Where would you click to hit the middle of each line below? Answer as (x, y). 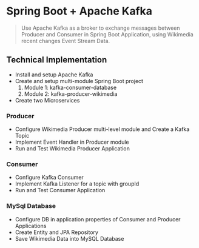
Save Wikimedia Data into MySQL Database (69, 238)
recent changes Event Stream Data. (66, 41)
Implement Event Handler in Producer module (72, 142)
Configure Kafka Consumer (49, 178)
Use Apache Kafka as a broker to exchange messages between (100, 28)
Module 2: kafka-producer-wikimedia (71, 94)
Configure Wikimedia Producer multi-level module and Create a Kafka (102, 129)
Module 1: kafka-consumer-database (70, 87)
